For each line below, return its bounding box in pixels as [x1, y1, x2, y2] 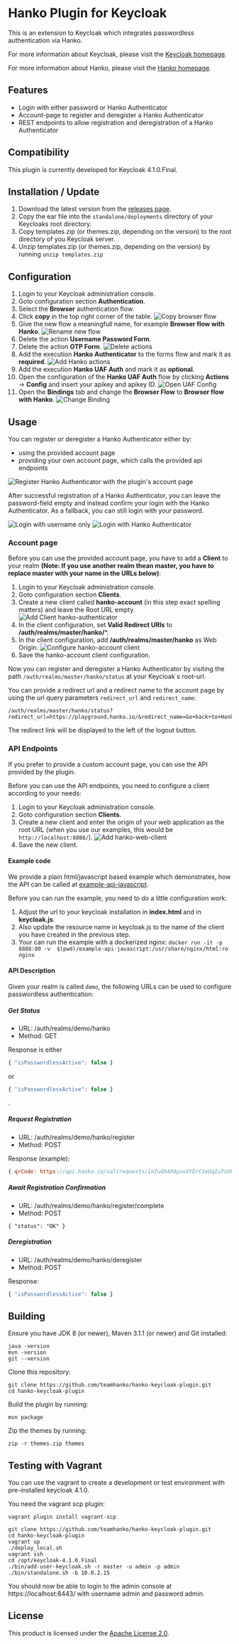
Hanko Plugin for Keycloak [8, 5, 167, 21]
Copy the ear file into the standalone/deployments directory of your [18, 212, 213, 221]
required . [18, 358, 47, 366]
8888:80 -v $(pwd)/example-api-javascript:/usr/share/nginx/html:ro [18, 945, 229, 952]
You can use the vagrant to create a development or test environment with [8, 1478, 226, 1487]
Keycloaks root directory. [18, 220, 92, 228]
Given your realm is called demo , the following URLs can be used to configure [8, 983, 232, 991]
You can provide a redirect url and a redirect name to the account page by [8, 686, 224, 695]
